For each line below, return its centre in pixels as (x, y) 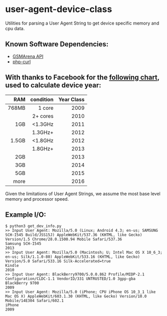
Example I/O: (26, 214)
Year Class (71, 99)
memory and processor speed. (37, 199)
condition (42, 99)
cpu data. (15, 28)
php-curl (22, 62)
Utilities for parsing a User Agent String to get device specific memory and (82, 23)
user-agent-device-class (59, 9)
